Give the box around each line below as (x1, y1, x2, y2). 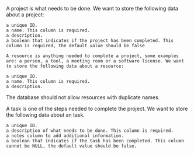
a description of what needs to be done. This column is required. (6, 128, 174, 134)
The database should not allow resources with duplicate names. (6, 94, 160, 101)
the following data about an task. (6, 111, 85, 118)
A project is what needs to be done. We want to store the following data (6, 5, 178, 12)
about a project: (6, 11, 44, 18)
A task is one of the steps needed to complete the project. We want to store (6, 105, 188, 112)
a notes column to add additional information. (6, 133, 124, 139)
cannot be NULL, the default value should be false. (6, 143, 137, 149)
